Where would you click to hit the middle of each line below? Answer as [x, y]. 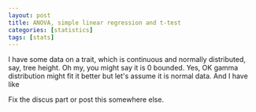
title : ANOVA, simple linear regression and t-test [95, 23]
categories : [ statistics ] [50, 30]
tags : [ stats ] [32, 37]
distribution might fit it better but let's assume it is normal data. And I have [128, 76]
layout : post [30, 15]
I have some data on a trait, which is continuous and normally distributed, [127, 60]
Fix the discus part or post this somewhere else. [86, 99]
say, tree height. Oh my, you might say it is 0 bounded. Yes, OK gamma [123, 68]
